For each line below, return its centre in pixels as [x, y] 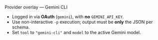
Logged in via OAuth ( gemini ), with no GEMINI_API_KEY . [68, 17]
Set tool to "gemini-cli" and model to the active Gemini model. [76, 32]
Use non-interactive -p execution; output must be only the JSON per [82, 22]
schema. [21, 27]
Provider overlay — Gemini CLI [36, 7]
